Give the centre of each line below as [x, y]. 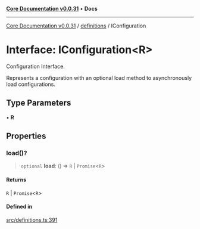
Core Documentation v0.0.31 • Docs [52, 9]
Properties [26, 136]
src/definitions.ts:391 [32, 219]
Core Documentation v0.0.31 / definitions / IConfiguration [76, 26]
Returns [16, 180]
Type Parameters [39, 103]
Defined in [19, 207]
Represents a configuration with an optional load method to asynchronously [99, 78]
